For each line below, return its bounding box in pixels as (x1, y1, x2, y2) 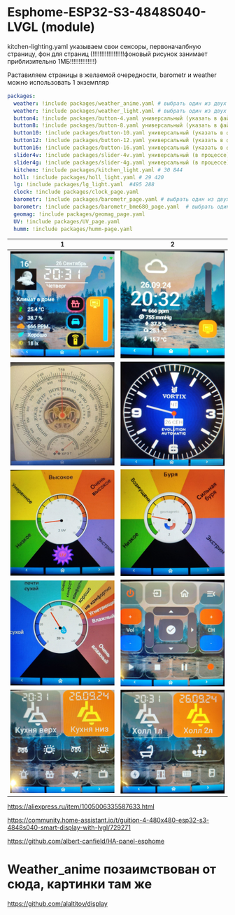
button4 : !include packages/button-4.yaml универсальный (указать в (13, 115, 218, 122)
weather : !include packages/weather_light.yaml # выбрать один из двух (13, 107, 227, 114)
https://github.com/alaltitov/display (7, 900, 108, 908)
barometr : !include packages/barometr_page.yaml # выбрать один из (13, 196, 215, 203)
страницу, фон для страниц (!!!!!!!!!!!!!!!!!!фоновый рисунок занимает (7, 50, 208, 58)
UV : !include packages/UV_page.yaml (13, 218, 120, 225)
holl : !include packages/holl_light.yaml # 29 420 (13, 174, 164, 181)
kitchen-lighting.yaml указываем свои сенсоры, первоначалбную (7, 42, 201, 50)
